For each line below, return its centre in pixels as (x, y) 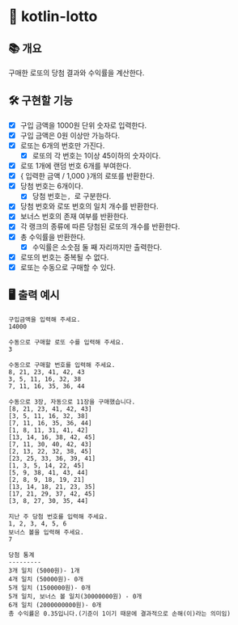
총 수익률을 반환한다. (53, 237)
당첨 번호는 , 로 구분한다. (72, 196)
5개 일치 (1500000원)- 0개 (50, 588)
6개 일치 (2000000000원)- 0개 (55, 605)
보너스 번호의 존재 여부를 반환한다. (74, 217)
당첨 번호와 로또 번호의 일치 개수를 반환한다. (89, 206)
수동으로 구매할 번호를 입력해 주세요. (62, 365)
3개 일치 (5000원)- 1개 (44, 570)
